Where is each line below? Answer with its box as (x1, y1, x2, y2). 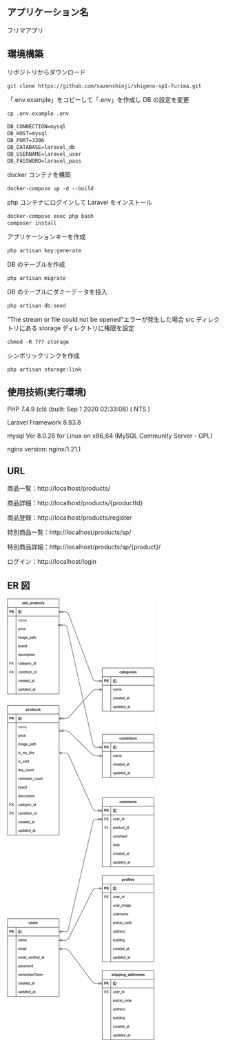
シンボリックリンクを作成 (7, 351, 80, 360)
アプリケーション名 (7, 6, 89, 19)
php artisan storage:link (7, 366, 81, 373)
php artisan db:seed (7, 302, 67, 309)
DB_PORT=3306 (7, 136, 45, 143)
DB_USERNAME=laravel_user (7, 150, 81, 157)
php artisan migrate (7, 274, 67, 281)
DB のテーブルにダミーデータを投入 (7, 287, 108, 296)
